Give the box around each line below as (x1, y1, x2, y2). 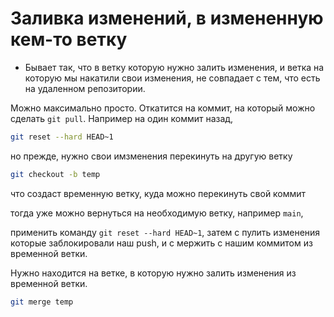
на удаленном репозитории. (24, 82, 146, 94)
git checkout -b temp (10, 169, 101, 179)
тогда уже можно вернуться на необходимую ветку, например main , (10, 207, 304, 219)
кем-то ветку (10, 28, 128, 51)
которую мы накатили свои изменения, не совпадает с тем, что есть (24, 72, 321, 84)
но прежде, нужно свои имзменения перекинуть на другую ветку (10, 150, 293, 162)
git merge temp (10, 297, 74, 307)
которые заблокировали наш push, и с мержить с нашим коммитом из (10, 237, 313, 249)
